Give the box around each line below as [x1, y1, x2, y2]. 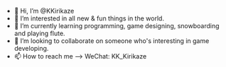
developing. [14, 44, 49, 52]
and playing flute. [14, 29, 65, 37]
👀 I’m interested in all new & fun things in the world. [14, 14, 165, 23]
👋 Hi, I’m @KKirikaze [14, 7, 75, 15]
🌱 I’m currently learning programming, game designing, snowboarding [14, 22, 220, 30]
